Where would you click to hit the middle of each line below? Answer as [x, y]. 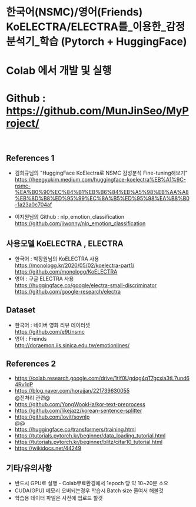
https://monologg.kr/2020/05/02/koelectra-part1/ [74, 265]
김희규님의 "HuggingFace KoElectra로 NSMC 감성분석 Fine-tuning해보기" [101, 173]
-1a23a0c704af [33, 205]
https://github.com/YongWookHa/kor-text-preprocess [80, 404]
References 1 [30, 158]
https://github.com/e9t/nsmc [50, 331]
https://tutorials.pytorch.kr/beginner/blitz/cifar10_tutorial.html [89, 442]
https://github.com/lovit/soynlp [52, 417]
